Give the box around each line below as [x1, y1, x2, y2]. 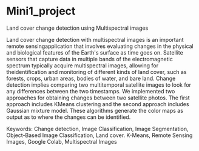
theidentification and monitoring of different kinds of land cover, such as [6, 68, 187, 75]
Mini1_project [6, 4, 76, 18]
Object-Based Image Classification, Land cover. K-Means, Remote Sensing [6, 132, 193, 139]
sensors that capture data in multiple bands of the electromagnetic [6, 55, 173, 62]
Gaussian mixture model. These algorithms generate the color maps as [6, 107, 184, 114]
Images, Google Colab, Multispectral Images [6, 138, 117, 145]
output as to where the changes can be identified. [6, 113, 131, 121]
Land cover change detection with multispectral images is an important [6, 36, 184, 43]
